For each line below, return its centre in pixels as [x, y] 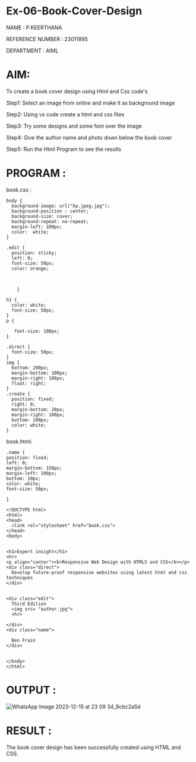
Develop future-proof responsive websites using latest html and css [99, 572]
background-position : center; [50, 211]
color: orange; [30, 269]
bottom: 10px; [24, 479]
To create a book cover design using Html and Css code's [77, 91]
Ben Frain [23, 640]
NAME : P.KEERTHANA [34, 27]
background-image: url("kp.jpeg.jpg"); [61, 206]
